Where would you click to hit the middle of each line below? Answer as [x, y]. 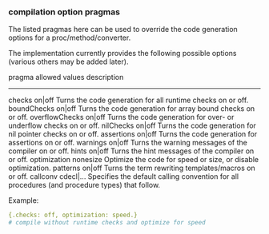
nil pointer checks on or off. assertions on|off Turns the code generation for [133, 134]
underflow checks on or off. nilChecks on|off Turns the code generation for [132, 125]
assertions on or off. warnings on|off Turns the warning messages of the [128, 143]
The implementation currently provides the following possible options [122, 54]
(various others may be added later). [68, 61]
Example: [24, 200]
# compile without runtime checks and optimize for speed [107, 223]
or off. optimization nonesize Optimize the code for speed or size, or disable [133, 160]
